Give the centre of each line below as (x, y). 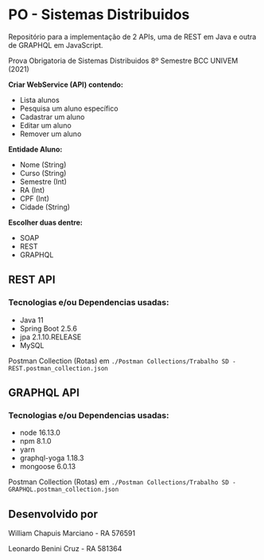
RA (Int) (32, 190)
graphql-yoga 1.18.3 (52, 458)
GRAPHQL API (44, 393)
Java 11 (31, 319)
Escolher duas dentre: (46, 222)
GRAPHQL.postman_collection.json (64, 490)
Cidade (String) (45, 207)
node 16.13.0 (40, 433)
